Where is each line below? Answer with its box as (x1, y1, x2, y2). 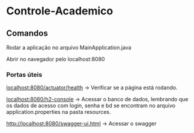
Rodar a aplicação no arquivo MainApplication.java (6, 44, 132, 51)
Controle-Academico (6, 4, 114, 18)
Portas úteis (6, 70, 43, 78)
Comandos (6, 28, 48, 38)
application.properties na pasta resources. (6, 108, 111, 116)
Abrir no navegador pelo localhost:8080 (6, 56, 105, 62)
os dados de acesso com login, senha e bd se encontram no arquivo (6, 102, 176, 109)
